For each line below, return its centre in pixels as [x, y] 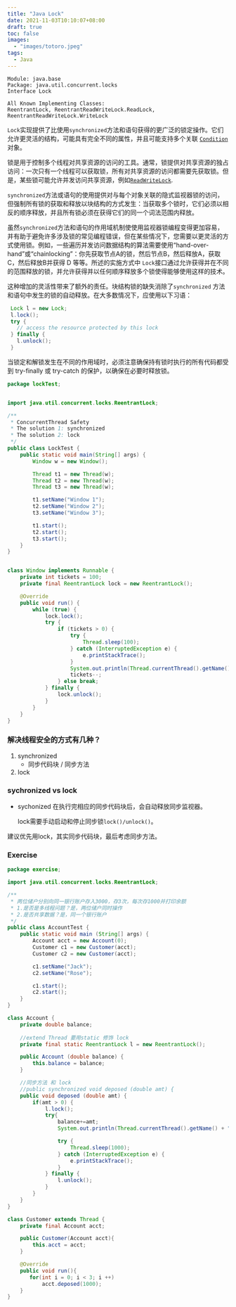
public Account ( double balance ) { [72, 1057]
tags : [15, 53]
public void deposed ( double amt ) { [74, 1096]
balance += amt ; [78, 1122]
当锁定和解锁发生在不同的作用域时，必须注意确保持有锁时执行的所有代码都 [115, 362]
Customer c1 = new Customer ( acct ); [85, 948]
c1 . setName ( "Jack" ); [63, 967]
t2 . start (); [50, 532]
